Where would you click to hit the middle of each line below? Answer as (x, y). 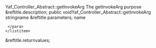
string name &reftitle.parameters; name (46, 17)
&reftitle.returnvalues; (28, 40)
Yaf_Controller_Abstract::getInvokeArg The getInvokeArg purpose (73, 7)
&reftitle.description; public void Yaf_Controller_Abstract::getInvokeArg (78, 12)
